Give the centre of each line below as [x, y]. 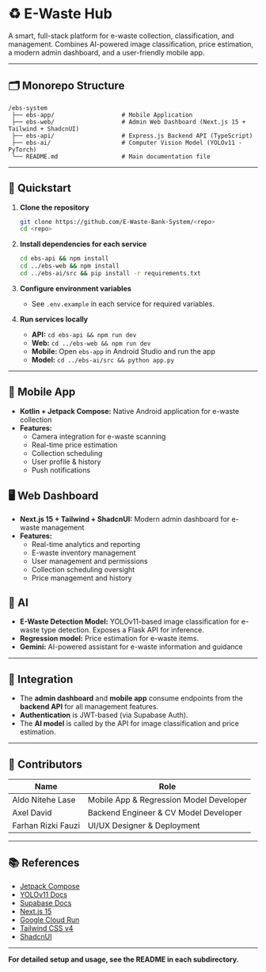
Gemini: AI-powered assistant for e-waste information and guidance [131, 647]
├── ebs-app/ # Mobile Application [102, 115]
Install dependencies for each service [83, 244]
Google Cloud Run [49, 920]
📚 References [44, 863]
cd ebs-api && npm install [64, 259]
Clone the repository [54, 207]
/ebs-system [28, 108]
